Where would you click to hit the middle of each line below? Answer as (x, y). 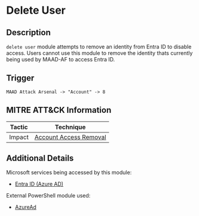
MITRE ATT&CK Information (59, 110)
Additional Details (40, 158)
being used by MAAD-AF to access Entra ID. (61, 59)
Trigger (20, 78)
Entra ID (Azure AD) (39, 184)
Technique (70, 127)
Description (28, 33)
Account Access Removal (70, 137)
